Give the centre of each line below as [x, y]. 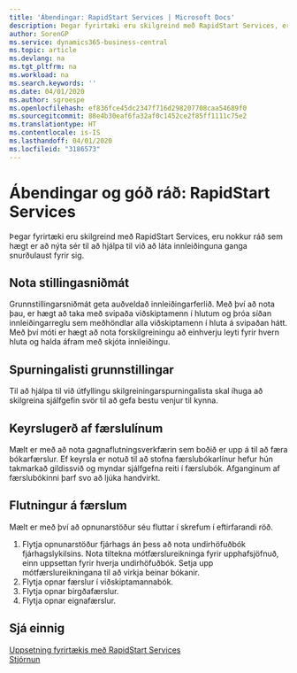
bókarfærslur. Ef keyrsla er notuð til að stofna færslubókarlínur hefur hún [141, 459]
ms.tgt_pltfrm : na [43, 67]
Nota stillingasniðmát [69, 283]
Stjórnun [25, 659]
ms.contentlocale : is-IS [55, 133]
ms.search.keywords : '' [53, 83]
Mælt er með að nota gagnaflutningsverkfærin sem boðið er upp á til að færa [148, 449]
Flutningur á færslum [68, 506]
